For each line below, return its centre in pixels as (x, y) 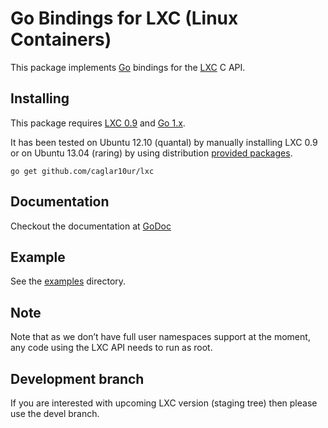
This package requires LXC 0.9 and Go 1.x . (98, 123)
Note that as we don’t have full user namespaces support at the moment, (160, 337)
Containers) (61, 39)
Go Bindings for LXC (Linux (124, 18)
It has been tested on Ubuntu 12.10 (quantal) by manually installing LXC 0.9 (164, 142)
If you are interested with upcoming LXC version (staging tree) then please (164, 403)
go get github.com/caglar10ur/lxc (82, 171)
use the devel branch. (55, 413)
